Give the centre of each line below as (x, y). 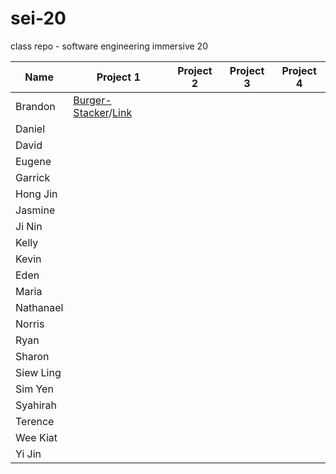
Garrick (33, 177)
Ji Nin (29, 226)
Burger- (92, 100)
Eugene (33, 161)
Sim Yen (34, 389)
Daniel (30, 129)
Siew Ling (38, 372)
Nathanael (39, 307)
